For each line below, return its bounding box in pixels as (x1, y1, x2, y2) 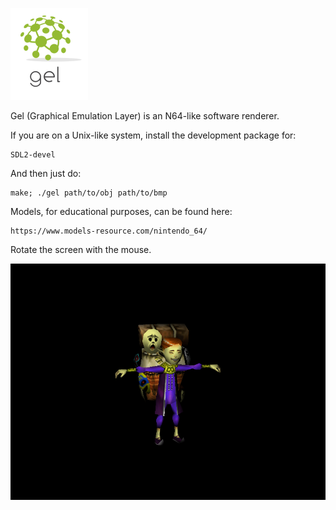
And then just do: (10, 168, 82, 179)
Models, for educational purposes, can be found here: (10, 206, 233, 217)
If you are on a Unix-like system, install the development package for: (10, 129, 297, 141)
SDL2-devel (10, 150, 56, 160)
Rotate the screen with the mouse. (10, 244, 152, 255)
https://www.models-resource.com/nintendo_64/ (10, 226, 208, 236)
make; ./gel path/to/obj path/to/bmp (10, 188, 168, 198)
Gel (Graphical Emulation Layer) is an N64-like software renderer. (10, 110, 280, 122)
